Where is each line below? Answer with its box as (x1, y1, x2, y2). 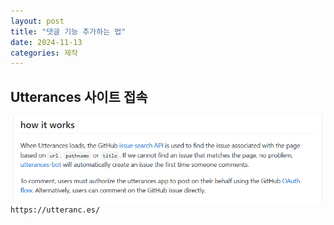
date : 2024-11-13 (10, 37, 83, 47)
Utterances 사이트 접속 (10, 88, 148, 105)
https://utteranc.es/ (10, 205, 101, 215)
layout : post (10, 16, 65, 26)
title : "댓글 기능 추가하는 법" (10, 26, 127, 37)
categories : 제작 (10, 48, 78, 58)
